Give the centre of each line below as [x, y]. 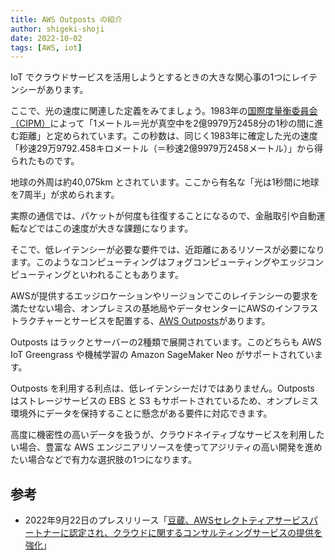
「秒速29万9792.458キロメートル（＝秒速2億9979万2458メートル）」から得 [167, 148]
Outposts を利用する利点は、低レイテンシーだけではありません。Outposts [162, 388]
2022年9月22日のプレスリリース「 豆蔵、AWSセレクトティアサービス [167, 520]
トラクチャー [36, 321]
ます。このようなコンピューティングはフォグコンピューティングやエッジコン [167, 262]
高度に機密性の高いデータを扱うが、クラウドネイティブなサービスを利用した [167, 435]
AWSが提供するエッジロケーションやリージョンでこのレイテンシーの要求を [164, 296]
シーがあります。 [53, 90]
